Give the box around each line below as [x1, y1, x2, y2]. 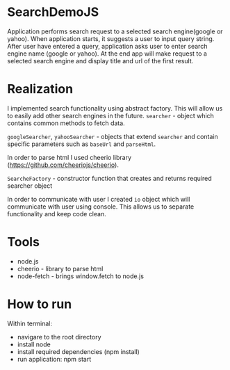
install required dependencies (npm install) [17, 347, 140, 355]
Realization [7, 81, 74, 97]
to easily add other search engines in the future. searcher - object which [7, 111, 214, 120]
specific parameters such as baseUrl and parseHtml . [7, 140, 156, 148]
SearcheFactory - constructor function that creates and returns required [7, 174, 212, 182]
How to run [7, 296, 72, 312]
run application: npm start [17, 355, 92, 363]
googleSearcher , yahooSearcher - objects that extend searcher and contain [7, 132, 218, 140]
